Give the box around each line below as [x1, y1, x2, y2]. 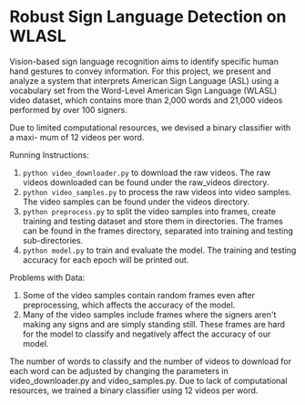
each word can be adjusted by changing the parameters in [9, 365, 229, 376]
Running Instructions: [9, 149, 89, 161]
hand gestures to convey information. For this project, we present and [9, 66, 271, 77]
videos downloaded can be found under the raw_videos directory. [22, 176, 269, 188]
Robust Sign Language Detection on [9, 6, 287, 27]
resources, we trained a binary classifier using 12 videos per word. [9, 385, 259, 396]
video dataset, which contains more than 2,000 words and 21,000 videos [9, 94, 283, 106]
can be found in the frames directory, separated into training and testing [22, 225, 294, 236]
